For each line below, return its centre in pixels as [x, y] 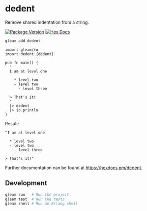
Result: [12, 123]
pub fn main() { [22, 63]
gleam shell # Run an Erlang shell [42, 204]
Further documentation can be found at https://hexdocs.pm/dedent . [74, 168]
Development [26, 183]
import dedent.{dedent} [29, 54]
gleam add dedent [23, 41]
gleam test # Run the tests [35, 199]
